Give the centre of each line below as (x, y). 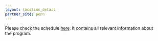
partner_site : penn (25, 14)
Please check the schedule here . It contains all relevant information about (79, 28)
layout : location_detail (30, 10)
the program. (18, 33)
